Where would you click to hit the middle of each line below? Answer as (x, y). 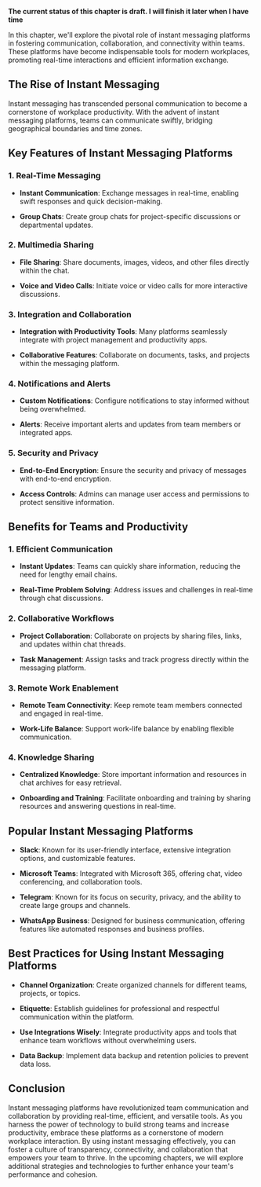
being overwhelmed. (53, 409)
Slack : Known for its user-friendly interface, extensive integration (125, 850)
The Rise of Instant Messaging (84, 84)
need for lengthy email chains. (68, 575)
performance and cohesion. (53, 1174)
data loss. (35, 1064)
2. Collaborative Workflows (61, 618)
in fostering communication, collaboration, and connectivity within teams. (127, 43)
